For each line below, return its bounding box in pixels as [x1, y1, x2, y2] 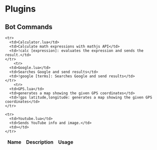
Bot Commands [5, 23, 53, 31]
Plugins [5, 3, 36, 15]
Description [26, 139, 54, 145]
